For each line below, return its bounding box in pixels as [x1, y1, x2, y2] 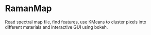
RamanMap [5, 3, 52, 14]
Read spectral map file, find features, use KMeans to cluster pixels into [5, 19, 147, 25]
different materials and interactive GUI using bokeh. [5, 24, 108, 30]
